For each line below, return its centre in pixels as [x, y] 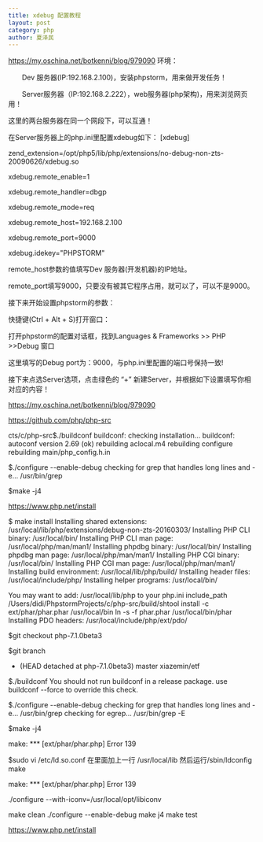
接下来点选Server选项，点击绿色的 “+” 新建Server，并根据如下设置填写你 [126, 379]
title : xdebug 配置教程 [44, 15]
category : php [31, 30]
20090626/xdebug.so [44, 161]
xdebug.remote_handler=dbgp [58, 192]
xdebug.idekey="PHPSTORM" [57, 253]
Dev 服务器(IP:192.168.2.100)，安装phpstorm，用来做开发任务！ [124, 78]
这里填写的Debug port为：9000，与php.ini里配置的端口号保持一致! [116, 363]
